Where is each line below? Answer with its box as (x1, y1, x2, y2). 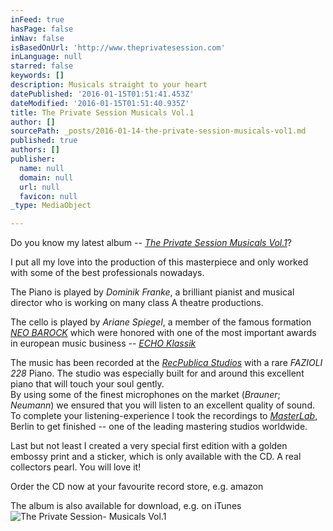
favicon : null (19, 191, 78, 201)
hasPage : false (10, 24, 74, 34)
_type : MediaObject (10, 201, 92, 211)
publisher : (10, 154, 56, 164)
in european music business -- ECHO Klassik (10, 337, 197, 350)
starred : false (10, 61, 74, 71)
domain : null (19, 172, 74, 183)
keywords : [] (10, 71, 65, 81)
